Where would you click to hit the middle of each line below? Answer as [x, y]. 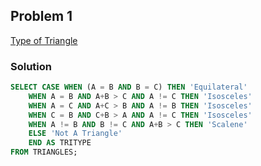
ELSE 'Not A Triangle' [75, 134]
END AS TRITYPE [60, 143]
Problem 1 [41, 16]
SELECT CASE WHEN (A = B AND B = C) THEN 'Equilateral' [129, 87]
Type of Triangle [44, 40]
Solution [31, 66]
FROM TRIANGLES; [44, 152]
